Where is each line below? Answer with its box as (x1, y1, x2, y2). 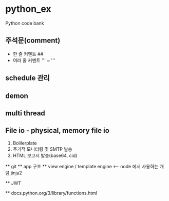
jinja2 (10, 170, 22, 176)
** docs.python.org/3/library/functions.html (5, 190, 98, 196)
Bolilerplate (12, 139, 37, 146)
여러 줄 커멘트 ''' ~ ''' (12, 57, 55, 63)
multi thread (5, 109, 45, 117)
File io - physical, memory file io (5, 126, 109, 135)
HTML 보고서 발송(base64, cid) (12, 152, 78, 158)
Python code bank (5, 20, 45, 26)
